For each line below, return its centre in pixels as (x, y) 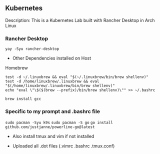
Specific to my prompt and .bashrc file (52, 111)
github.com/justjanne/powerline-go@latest (50, 127)
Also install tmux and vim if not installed (53, 136)
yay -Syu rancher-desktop (32, 49)
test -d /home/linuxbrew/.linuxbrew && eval (52, 81)
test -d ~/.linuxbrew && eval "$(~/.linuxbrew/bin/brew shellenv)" (77, 77)
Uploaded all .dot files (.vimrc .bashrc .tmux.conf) (63, 146)
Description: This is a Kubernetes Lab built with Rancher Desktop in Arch (80, 20)
